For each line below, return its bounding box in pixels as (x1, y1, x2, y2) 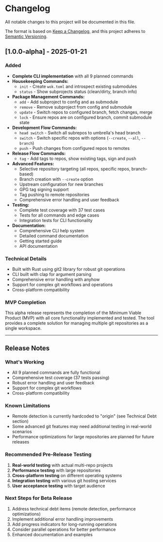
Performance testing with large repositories (12, 467, 101, 473)
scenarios (12, 429, 33, 434)
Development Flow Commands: (12, 125, 77, 130)
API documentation (19, 243, 58, 249)
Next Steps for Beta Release (5, 495, 72, 502)
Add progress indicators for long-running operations (12, 521, 117, 527)
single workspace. (5, 325, 42, 331)
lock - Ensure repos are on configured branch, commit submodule (19, 114, 152, 120)
